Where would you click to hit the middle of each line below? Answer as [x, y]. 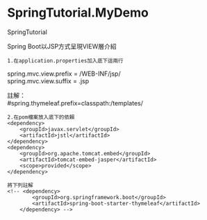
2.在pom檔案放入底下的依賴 [41, 117]
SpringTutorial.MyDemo [78, 13]
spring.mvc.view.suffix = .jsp [48, 81]
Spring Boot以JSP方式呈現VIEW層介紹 [62, 46]
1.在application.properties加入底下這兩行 [65, 60]
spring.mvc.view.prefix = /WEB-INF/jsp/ [64, 74]
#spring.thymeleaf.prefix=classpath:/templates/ [75, 103]
